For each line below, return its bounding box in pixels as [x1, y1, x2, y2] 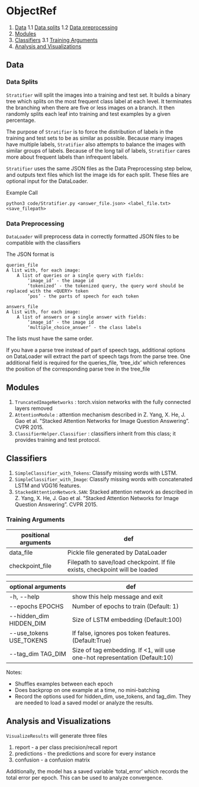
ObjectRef [6, 4, 57, 18]
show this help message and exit [72, 592, 163, 600]
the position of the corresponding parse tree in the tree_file [6, 365, 150, 372]
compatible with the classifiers [6, 239, 81, 246]
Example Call [6, 189, 38, 196]
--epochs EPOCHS [9, 602, 64, 610]
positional [21, 530, 50, 539]
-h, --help [9, 592, 40, 600]
